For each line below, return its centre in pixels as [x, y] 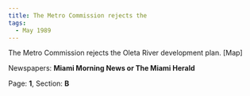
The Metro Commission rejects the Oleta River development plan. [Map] [126, 53]
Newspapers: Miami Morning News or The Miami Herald [102, 68]
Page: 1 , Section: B [39, 83]
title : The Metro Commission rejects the [78, 15]
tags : [17, 23]
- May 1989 [33, 30]
